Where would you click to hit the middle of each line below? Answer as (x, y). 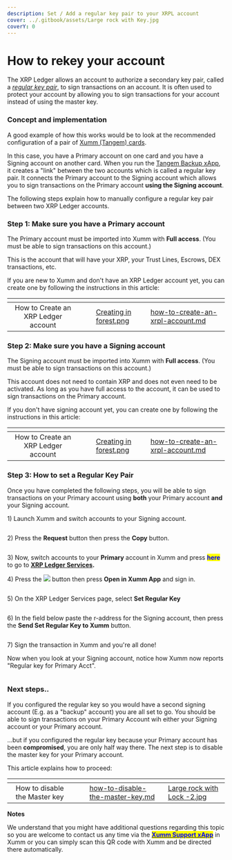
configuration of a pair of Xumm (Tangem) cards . (77, 142)
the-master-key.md (122, 796)
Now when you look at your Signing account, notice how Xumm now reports (115, 658)
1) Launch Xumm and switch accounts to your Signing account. (97, 518)
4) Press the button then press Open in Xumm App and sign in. (101, 579)
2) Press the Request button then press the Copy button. (88, 538)
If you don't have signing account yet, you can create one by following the (113, 410)
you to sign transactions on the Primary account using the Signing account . (116, 185)
